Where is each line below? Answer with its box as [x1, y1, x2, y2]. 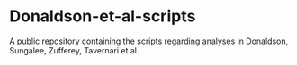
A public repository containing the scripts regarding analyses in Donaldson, [9, 36, 289, 46]
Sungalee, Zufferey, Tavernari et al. [9, 45, 139, 55]
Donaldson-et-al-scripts [9, 6, 196, 27]
